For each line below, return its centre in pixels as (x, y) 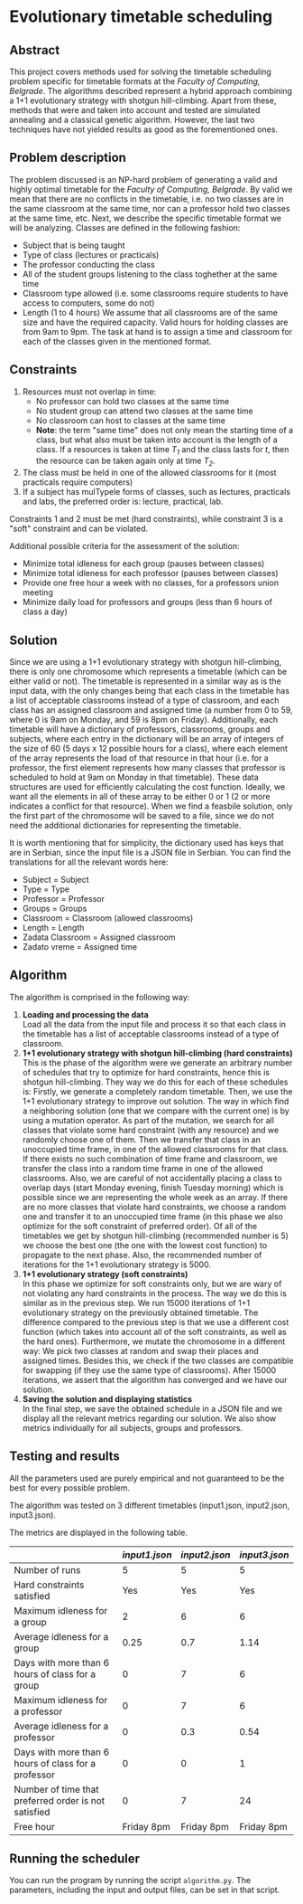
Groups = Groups (55, 909)
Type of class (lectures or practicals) (91, 254)
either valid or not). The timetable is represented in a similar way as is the (145, 681)
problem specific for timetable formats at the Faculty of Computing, (135, 81)
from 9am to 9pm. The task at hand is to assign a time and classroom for (157, 331)
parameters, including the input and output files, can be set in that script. (145, 1890)
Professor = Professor (64, 899)
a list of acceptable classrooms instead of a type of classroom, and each (144, 701)
